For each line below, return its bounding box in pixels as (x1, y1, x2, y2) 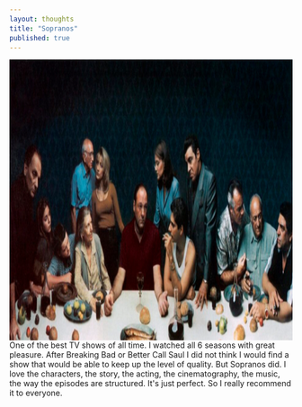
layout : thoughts (9, 14, 75, 23)
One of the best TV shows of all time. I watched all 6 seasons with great (9, 340, 276, 350)
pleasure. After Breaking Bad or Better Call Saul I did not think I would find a (9, 349, 289, 360)
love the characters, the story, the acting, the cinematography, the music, (9, 368, 280, 379)
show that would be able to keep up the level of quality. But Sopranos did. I (9, 359, 287, 370)
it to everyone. (9, 387, 63, 399)
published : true (9, 33, 70, 42)
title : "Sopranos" (9, 23, 78, 33)
